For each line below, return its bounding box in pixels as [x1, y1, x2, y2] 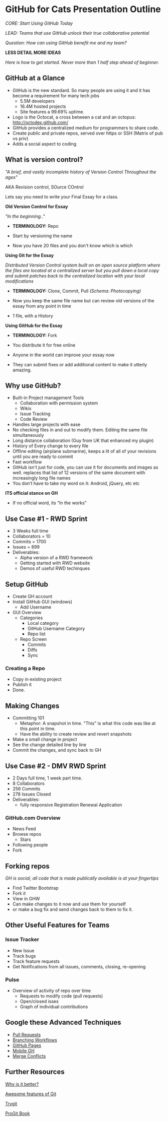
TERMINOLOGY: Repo [12, 223, 59, 229]
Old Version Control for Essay [5, 203, 68, 210]
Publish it [12, 682, 32, 688]
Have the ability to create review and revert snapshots [20, 731, 132, 737]
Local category [27, 620, 59, 626]
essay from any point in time [12, 303, 71, 309]
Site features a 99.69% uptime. [20, 108, 84, 114]
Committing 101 [12, 715, 44, 721]
